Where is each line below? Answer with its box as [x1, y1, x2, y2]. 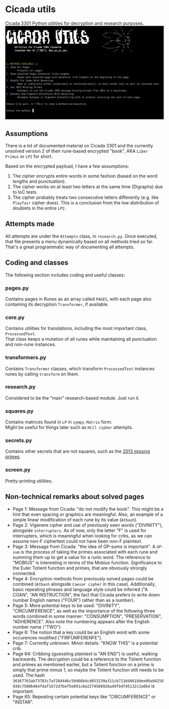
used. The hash [12, 672, 45, 678]
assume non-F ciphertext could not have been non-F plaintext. [12, 538, 142, 544]
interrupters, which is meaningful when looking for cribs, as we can [12, 532, 152, 538]
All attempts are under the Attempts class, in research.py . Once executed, [5, 233, 157, 239]
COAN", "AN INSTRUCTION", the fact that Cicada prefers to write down [12, 591, 160, 597]
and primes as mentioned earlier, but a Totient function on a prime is [12, 661, 154, 667]
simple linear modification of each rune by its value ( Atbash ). [12, 516, 138, 523]
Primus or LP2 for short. [5, 153, 53, 159]
